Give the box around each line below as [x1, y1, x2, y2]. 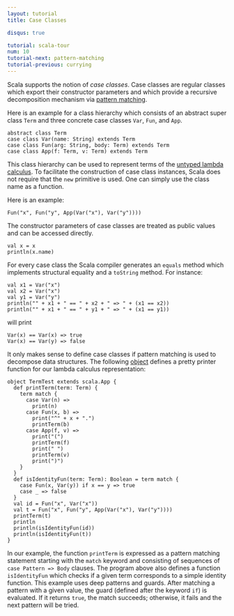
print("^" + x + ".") [32, 415, 95, 422]
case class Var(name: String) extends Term [7, 135, 136, 143]
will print [7, 318, 32, 326]
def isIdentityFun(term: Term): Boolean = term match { [13, 475, 179, 483]
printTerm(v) [32, 451, 70, 459]
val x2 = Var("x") [7, 287, 61, 295]
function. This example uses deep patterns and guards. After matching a [7, 578, 215, 587]
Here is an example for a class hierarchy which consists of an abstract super [7, 109, 227, 117]
